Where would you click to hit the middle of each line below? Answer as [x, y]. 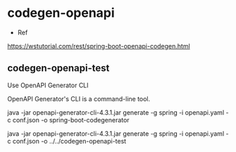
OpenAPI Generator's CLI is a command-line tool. [79, 99]
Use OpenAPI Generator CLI [48, 85]
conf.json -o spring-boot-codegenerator [71, 120]
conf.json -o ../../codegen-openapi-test [69, 141]
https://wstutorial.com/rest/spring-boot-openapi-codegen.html [99, 46]
